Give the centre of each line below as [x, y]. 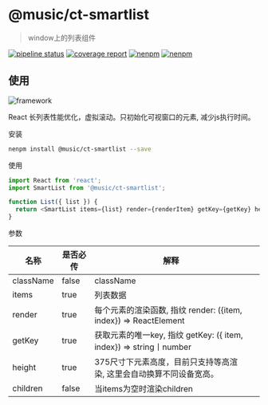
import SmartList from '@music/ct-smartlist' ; [87, 188]
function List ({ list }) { [53, 202]
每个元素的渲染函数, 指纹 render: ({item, [168, 310]
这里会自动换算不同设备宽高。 [163, 374]
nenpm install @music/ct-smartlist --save [80, 149]
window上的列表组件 [62, 37]
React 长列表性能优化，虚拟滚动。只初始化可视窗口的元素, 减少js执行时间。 [132, 116]
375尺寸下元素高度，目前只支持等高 [162, 362]
